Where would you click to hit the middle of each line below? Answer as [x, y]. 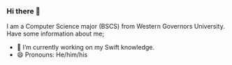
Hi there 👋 [24, 11]
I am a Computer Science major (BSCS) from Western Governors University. [116, 27]
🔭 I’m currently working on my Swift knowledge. [86, 48]
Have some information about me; [56, 34]
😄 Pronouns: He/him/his [52, 55]
